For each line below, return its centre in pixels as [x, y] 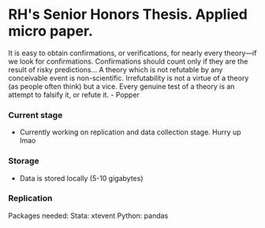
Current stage [35, 115]
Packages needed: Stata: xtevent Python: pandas [88, 215]
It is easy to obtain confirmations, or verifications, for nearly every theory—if [132, 53]
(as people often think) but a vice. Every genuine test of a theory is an [121, 86]
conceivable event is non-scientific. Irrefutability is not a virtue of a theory [129, 78]
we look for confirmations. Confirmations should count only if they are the [128, 61]
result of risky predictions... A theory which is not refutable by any [116, 69]
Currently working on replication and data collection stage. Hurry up [131, 132]
